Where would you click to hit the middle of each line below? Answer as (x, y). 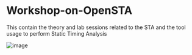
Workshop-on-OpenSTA (69, 11)
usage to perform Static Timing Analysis (57, 33)
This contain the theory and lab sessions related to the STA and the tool (96, 27)
